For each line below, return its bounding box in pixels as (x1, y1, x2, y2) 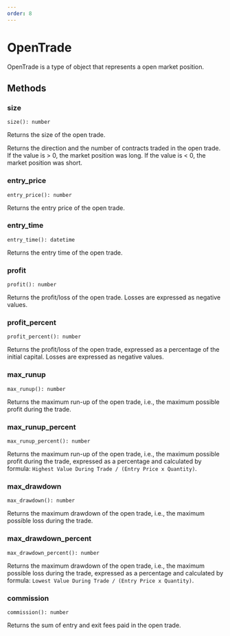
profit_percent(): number (7, 333, 81, 341)
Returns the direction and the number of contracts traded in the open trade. (7, 144, 221, 152)
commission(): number (7, 608, 69, 616)
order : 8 (7, 10, 32, 17)
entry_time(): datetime (7, 236, 76, 243)
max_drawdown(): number (7, 497, 76, 505)
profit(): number (7, 282, 57, 288)
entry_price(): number (7, 191, 72, 198)
